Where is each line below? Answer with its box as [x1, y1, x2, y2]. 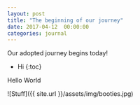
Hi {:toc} [17, 62, 42, 71]
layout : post [7, 10, 45, 17]
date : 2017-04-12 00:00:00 [7, 23, 90, 30]
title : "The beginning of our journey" [7, 17, 124, 24]
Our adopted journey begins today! [7, 49, 108, 57]
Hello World [7, 76, 41, 85]
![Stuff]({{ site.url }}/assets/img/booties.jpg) [7, 90, 134, 98]
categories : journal [7, 29, 68, 37]
